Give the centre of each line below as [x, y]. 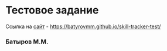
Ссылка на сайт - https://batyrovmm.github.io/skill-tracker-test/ [83, 26]
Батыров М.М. [27, 42]
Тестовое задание [52, 10]
